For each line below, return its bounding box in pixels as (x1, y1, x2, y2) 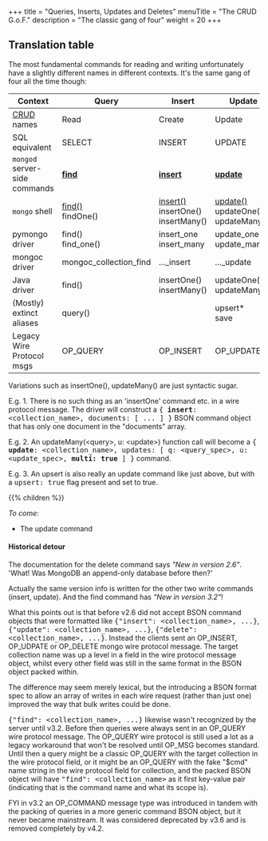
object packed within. (8, 667, 80, 677)
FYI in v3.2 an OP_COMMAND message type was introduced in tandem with (8, 798, 258, 808)
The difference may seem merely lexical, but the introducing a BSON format (8, 682, 258, 693)
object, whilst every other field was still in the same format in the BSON (8, 658, 242, 669)
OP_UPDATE (215, 345, 262, 356)
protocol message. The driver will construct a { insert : (8, 405, 198, 414)
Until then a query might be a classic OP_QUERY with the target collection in (8, 749, 258, 759)
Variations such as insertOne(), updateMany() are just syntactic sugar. (8, 381, 238, 390)
